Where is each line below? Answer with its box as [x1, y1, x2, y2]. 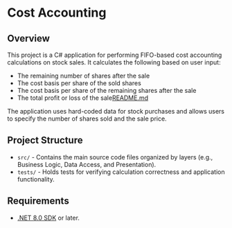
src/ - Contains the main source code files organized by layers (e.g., [17, 152, 213, 161]
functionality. [17, 175, 55, 183]
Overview [7, 33, 51, 44]
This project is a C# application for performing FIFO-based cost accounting [7, 51, 222, 59]
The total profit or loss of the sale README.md [17, 94, 149, 102]
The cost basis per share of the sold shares [17, 79, 142, 87]
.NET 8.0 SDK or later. [17, 213, 80, 222]
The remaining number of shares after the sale [17, 71, 150, 80]
